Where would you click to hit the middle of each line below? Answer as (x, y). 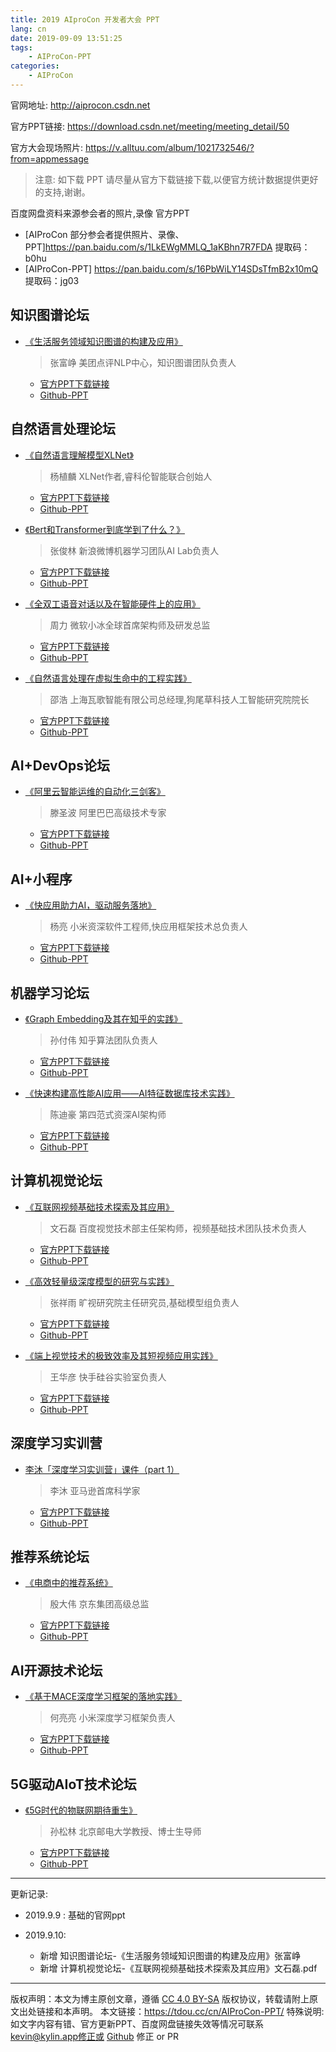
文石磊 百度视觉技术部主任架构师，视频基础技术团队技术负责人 (178, 1228)
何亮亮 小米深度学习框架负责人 (112, 1718)
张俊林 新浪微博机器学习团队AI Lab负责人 (134, 550)
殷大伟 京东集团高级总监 (99, 1604)
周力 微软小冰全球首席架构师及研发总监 (130, 625)
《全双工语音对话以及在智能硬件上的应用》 (112, 603)
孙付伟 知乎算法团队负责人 (103, 1040)
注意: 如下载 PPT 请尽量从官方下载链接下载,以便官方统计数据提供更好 (176, 179)
